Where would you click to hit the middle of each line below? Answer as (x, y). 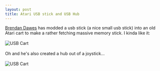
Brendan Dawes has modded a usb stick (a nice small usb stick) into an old (80, 28)
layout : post (18, 9)
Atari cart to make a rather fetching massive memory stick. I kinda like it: (78, 33)
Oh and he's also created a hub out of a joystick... (55, 53)
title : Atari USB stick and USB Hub (42, 14)
